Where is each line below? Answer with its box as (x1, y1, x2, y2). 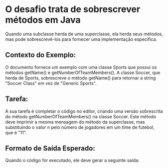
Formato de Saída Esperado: (5, 144, 95, 152)
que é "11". (5, 129, 27, 135)
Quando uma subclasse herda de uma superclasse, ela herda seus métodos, (5, 31, 163, 37)
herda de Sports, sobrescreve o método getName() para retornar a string (5, 74, 156, 81)
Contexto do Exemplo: (5, 51, 76, 59)
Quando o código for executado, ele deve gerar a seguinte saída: (5, 157, 139, 163)
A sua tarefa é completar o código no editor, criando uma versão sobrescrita (5, 108, 163, 114)
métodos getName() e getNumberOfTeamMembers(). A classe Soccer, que (5, 69, 160, 75)
